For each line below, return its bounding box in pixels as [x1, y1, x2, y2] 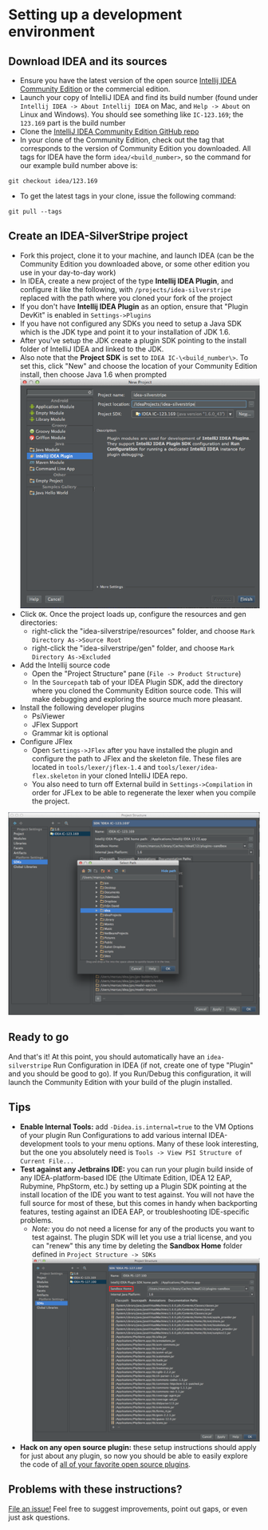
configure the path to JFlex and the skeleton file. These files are [31, 754, 242, 763]
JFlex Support [31, 719, 78, 729]
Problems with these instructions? [8, 1483, 183, 1496]
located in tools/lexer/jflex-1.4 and [31, 762, 156, 771]
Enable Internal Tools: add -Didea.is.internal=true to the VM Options [19, 1122, 254, 1131]
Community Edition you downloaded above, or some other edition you [19, 258, 250, 269]
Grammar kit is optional [31, 728, 108, 738]
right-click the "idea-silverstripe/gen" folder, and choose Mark [31, 643, 235, 653]
